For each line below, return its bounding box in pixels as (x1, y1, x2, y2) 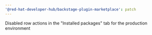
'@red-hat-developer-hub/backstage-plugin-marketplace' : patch (5, 7, 136, 12)
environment (5, 25, 31, 31)
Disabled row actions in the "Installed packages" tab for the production (5, 20, 148, 26)
